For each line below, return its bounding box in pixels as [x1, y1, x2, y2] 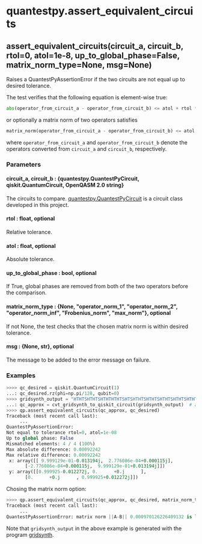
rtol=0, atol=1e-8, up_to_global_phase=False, [6, 50, 180, 61]
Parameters [6, 160, 41, 168]
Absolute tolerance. [6, 256, 55, 263]
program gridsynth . [6, 531, 54, 538]
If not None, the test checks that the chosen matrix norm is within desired [6, 323, 188, 330]
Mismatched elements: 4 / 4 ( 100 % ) [6, 440, 96, 447]
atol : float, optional [6, 242, 56, 249]
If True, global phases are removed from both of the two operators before [6, 283, 188, 290]
